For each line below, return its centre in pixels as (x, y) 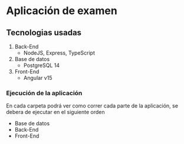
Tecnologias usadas (44, 33)
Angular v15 (38, 78)
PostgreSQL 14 (42, 65)
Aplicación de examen (62, 11)
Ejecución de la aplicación (44, 93)
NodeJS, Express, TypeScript (59, 53)
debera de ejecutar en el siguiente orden (55, 112)
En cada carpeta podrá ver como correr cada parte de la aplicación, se (92, 106)
